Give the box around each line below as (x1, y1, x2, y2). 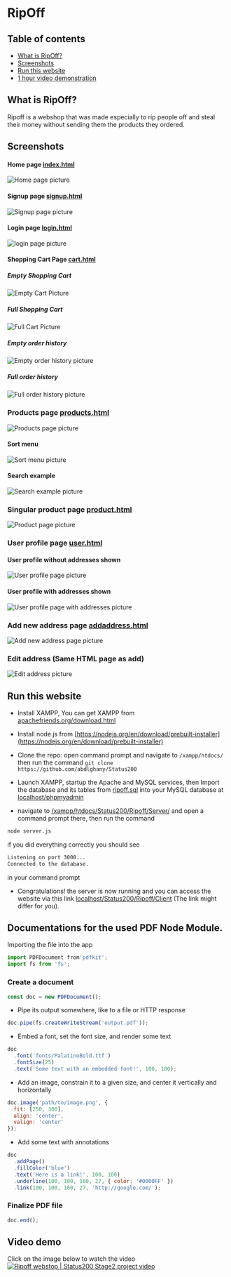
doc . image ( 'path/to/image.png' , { (7, 1099, 108, 1106)
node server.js (7, 828, 52, 835)
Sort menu (7, 440, 38, 449)
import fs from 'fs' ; (7, 960, 71, 968)
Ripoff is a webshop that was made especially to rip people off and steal (7, 112, 216, 121)
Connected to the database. (7, 860, 90, 868)
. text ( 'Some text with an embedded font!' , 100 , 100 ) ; (13, 1065, 177, 1072)
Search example (7, 472, 56, 480)
